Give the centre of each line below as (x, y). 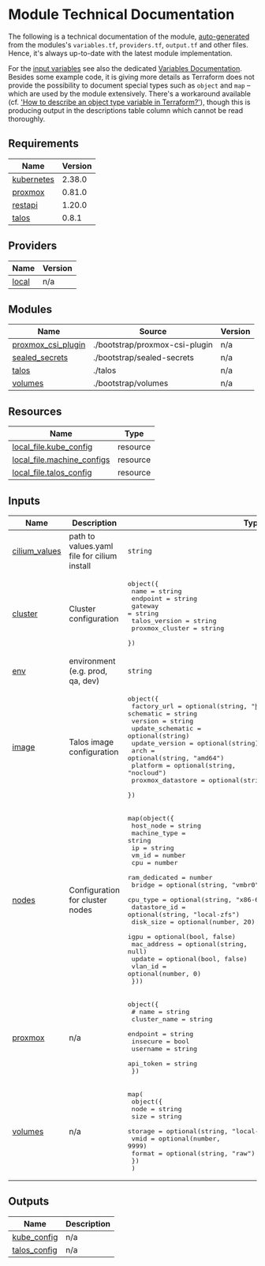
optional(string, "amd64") (176, 758)
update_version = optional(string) (195, 743)
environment (92, 661)
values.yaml (91, 546)
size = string (157, 1116)
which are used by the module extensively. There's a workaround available (129, 93)
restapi (25, 205)
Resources (35, 411)
